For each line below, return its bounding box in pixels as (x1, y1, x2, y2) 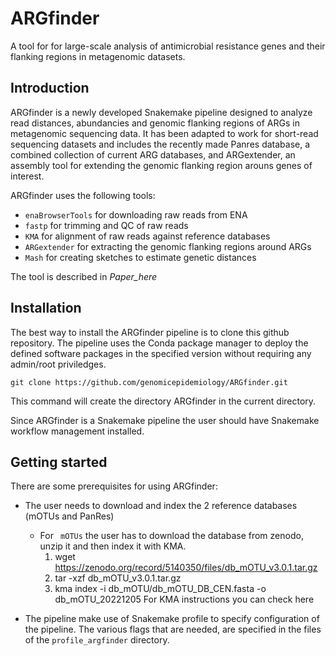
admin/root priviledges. (10, 358, 107, 370)
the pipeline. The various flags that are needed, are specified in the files (24, 623, 322, 636)
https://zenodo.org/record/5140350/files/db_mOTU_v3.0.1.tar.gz (54, 562, 318, 574)
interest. (10, 170, 45, 182)
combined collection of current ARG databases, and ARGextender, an (10, 148, 296, 161)
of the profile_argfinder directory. (24, 634, 170, 646)
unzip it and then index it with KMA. (39, 540, 187, 552)
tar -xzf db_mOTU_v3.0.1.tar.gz (54, 572, 182, 584)
